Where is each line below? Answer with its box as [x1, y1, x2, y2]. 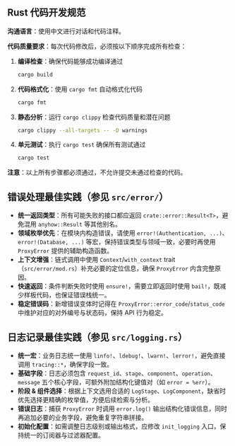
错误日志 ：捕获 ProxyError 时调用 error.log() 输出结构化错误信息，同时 [17, 404, 227, 413]
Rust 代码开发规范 [7, 6, 86, 19]
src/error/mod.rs [23, 265, 76, 273]
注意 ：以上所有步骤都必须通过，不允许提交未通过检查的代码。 [7, 168, 187, 177]
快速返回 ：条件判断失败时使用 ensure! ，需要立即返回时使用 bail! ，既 [17, 282, 220, 290]
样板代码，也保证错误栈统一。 [23, 291, 111, 299]
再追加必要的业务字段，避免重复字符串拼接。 [17, 413, 148, 421]
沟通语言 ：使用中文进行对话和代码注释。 [7, 27, 125, 35]
